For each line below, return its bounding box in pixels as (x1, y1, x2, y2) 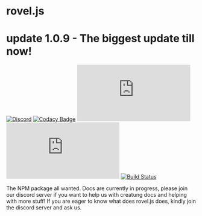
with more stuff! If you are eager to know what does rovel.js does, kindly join (6, 197, 196, 205)
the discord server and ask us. (6, 204, 82, 211)
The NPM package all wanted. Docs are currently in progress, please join (6, 185, 188, 192)
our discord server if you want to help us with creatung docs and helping (6, 191, 187, 199)
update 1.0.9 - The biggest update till (6, 32, 195, 46)
